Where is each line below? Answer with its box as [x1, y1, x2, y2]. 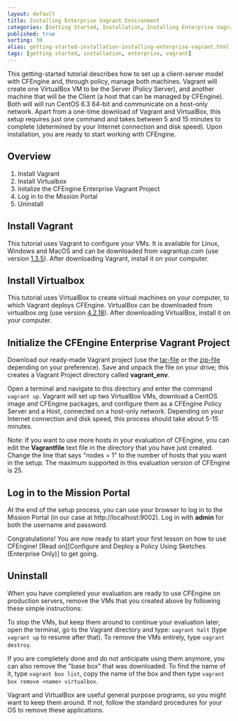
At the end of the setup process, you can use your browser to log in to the [7, 505, 223, 514]
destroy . [7, 640, 32, 649]
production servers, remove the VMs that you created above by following [7, 596, 221, 605]
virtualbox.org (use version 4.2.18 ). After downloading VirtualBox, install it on [7, 308, 231, 317]
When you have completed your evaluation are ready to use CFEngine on [7, 589, 221, 597]
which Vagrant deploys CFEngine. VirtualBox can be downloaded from [7, 301, 212, 310]
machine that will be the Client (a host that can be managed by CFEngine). [7, 92, 225, 100]
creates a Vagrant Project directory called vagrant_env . [7, 371, 170, 379]
